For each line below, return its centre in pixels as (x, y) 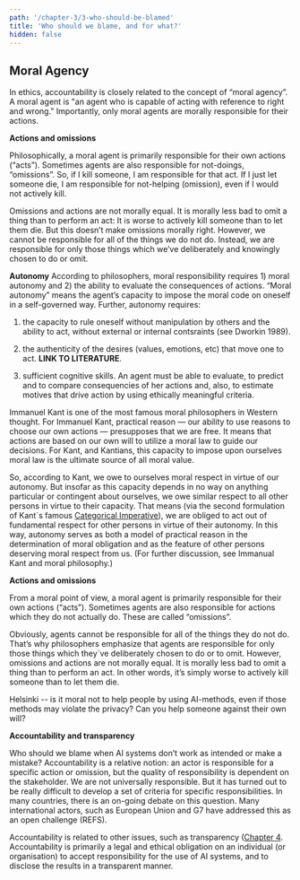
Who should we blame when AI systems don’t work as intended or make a (146, 754)
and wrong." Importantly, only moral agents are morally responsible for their (149, 111)
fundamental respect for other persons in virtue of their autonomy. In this (144, 525)
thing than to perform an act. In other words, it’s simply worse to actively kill (149, 673)
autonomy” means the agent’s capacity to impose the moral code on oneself (150, 295)
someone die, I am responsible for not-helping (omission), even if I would (144, 184)
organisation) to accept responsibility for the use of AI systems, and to (139, 857)
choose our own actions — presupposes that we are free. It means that (140, 431)
